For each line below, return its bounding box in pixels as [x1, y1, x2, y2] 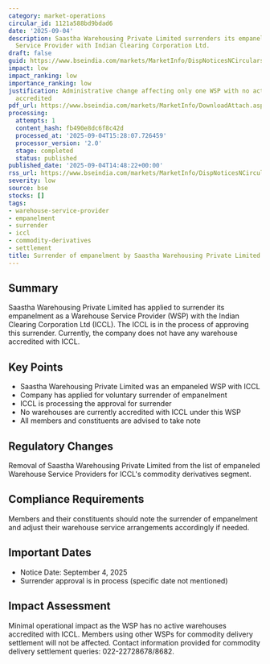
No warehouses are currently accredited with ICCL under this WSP [19, 408, 241, 417]
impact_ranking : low [8, 72, 78, 80]
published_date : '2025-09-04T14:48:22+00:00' [8, 162, 163, 170]
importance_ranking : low [8, 79, 92, 87]
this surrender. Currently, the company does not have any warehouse [8, 328, 239, 338]
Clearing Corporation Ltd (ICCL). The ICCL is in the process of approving [8, 320, 249, 330]
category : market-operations [8, 11, 106, 20]
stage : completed [15, 147, 74, 155]
